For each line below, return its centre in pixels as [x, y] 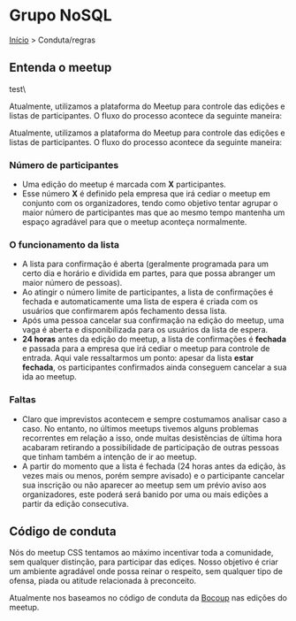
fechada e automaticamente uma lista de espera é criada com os [140, 302]
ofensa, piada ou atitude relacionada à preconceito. [103, 581]
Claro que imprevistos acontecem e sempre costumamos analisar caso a [154, 419]
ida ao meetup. [49, 377]
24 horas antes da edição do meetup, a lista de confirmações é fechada [154, 339]
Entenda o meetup [61, 68]
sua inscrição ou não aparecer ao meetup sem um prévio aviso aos [144, 485]
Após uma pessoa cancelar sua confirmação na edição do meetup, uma [153, 320]
